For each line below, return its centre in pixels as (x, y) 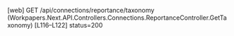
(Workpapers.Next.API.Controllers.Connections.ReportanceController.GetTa (117, 18)
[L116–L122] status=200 (69, 25)
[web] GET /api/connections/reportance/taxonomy (81, 10)
